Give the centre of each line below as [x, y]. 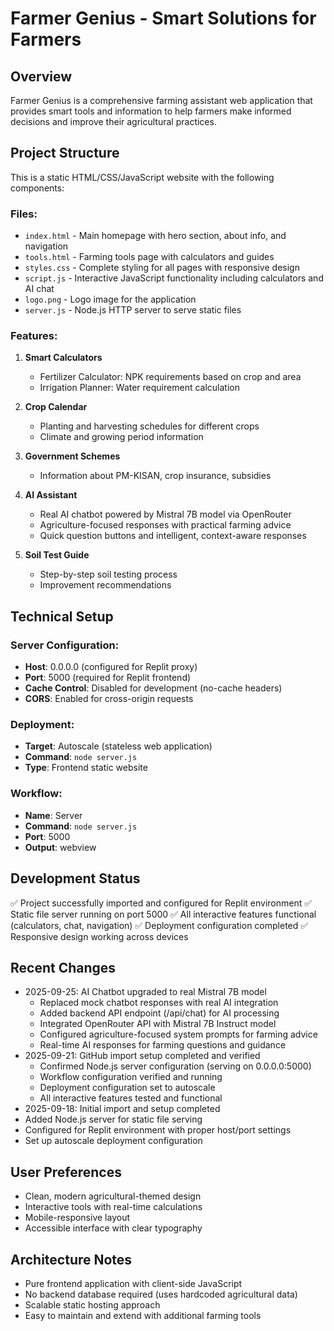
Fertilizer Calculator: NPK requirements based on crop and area [170, 377]
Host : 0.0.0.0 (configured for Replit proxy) [111, 667]
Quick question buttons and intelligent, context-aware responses [173, 536]
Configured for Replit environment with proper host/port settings [158, 1130]
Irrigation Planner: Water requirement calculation [139, 388]
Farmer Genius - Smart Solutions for [163, 18]
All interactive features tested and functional [131, 1098]
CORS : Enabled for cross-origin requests [109, 699]
